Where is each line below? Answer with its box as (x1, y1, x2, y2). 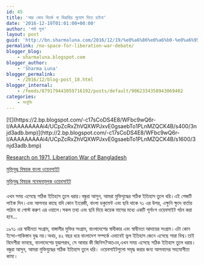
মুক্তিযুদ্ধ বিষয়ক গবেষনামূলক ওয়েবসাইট (6, 177, 72, 185)
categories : (6, 94, 36, 100)
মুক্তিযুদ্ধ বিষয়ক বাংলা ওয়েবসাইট (6, 165, 59, 173)
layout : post (6, 32, 39, 38)
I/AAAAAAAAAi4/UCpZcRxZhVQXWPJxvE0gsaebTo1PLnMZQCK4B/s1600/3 (6, 135, 196, 143)
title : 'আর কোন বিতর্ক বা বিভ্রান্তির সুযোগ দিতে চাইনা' (6, 15, 107, 21)
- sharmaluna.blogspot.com (17, 54, 86, 60)
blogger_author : (6, 60, 47, 66)
